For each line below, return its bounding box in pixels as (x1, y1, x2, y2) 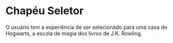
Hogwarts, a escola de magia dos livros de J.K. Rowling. (5, 29, 143, 37)
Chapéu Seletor (5, 4, 84, 18)
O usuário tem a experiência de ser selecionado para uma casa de (5, 24, 168, 31)
